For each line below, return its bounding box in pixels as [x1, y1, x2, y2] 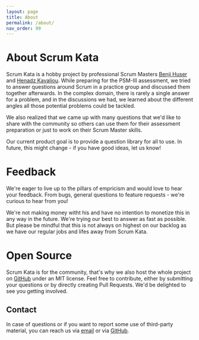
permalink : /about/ [6, 20, 55, 26]
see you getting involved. [6, 288, 68, 295]
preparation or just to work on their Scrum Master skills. [6, 126, 143, 134]
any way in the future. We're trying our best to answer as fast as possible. [6, 216, 187, 223]
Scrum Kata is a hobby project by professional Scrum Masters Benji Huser [6, 71, 188, 78]
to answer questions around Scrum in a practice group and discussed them [6, 83, 191, 91]
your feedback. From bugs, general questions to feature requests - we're [6, 191, 185, 198]
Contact [6, 305, 37, 315]
